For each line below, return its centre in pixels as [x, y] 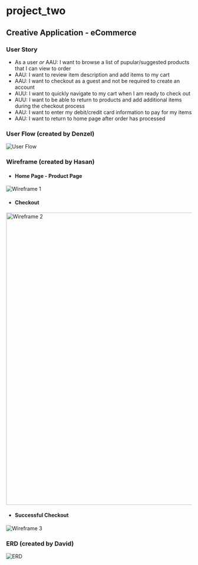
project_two [36, 11]
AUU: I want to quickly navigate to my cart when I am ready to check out [103, 93]
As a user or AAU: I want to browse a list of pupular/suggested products [102, 62]
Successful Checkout [42, 515]
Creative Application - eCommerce [71, 33]
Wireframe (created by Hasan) [51, 162]
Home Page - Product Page [48, 176]
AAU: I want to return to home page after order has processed [90, 118]
